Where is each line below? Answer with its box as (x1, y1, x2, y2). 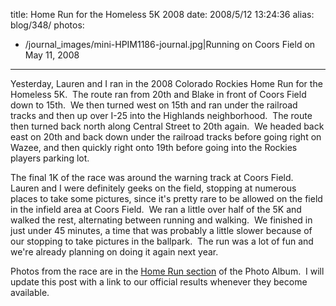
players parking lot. (10, 152, 90, 164)
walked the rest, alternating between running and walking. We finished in (10, 214, 313, 226)
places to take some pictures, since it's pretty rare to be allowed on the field (10, 193, 323, 204)
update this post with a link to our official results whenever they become (10, 276, 308, 288)
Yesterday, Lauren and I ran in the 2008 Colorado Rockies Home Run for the (10, 78, 323, 89)
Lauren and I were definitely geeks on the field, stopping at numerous (10, 182, 297, 194)
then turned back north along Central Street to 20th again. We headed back (10, 120, 325, 132)
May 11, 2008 (24, 49, 80, 61)
